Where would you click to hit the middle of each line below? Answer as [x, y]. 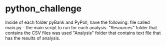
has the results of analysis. [33, 38]
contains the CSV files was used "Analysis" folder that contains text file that [83, 33]
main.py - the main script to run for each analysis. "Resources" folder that [81, 27]
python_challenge [43, 9]
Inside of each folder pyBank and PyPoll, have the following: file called [77, 22]
